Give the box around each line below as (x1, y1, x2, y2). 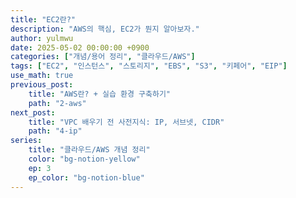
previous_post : (10, 80, 74, 90)
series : (10, 136, 43, 146)
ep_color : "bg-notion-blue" (28, 172, 145, 183)
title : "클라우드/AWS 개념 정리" (28, 145, 151, 155)
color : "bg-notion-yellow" (28, 154, 141, 164)
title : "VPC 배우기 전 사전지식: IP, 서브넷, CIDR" (28, 117, 225, 127)
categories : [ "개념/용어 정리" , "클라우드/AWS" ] (10, 52, 196, 62)
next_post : (10, 107, 56, 118)
